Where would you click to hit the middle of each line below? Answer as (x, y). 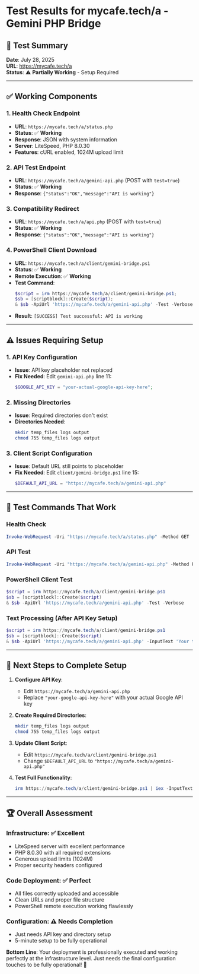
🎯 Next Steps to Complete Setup (67, 665)
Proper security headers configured (58, 865)
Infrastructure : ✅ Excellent (45, 833)
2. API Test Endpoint (36, 167)
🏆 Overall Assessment (49, 813)
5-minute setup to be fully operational (61, 941)
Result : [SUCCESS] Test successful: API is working (79, 316)
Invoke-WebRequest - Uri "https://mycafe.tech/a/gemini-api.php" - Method (98, 564)
